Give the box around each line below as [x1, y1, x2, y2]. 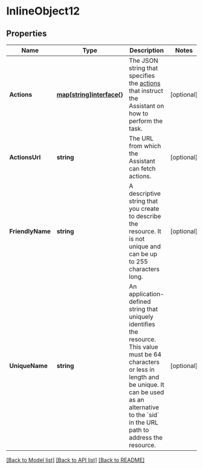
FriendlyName [9, 227, 51, 235]
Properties [6, 28, 47, 39]
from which [129, 142, 161, 150]
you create [129, 204, 159, 213]
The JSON [129, 56, 158, 65]
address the [129, 433, 163, 442]
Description [129, 47, 164, 54]
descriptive [129, 189, 161, 198]
